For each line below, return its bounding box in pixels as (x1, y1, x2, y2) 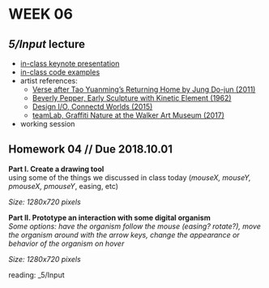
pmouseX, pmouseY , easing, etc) (8, 181, 119, 191)
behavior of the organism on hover (8, 239, 125, 248)
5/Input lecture (8, 37, 86, 51)
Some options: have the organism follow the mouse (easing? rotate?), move (8, 221, 262, 231)
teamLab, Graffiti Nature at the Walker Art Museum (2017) (32, 110, 225, 120)
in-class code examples (19, 67, 100, 77)
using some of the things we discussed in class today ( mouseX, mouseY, (8, 172, 251, 183)
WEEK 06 (8, 5, 73, 24)
